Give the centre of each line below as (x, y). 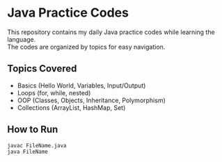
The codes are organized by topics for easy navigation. (86, 47)
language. (22, 39)
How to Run (33, 130)
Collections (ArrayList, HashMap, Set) (71, 107)
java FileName (28, 152)
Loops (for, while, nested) (54, 92)
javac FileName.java (37, 145)
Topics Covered (42, 68)
